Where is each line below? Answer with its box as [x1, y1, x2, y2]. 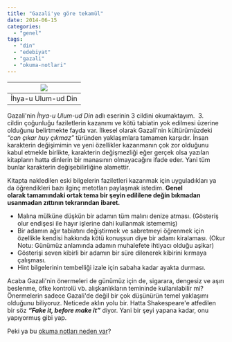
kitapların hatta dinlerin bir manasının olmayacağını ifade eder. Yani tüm [7, 155, 211, 163]
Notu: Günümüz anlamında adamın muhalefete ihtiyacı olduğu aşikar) [17, 241, 215, 249]
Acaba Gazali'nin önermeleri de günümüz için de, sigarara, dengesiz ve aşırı [7, 276, 224, 285]
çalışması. [17, 255, 46, 264]
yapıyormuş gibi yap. [7, 313, 67, 322]
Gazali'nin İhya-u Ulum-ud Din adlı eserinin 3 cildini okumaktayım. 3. [7, 111, 204, 120]
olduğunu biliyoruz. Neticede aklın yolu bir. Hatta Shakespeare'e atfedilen [7, 298, 216, 307]
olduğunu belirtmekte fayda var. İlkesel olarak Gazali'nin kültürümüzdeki [7, 126, 213, 134]
